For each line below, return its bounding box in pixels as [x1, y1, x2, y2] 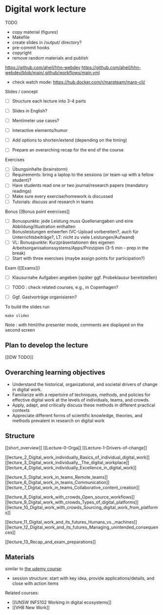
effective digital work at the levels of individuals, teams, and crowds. [12, 397, 150, 403]
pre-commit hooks [12, 44, 50, 50]
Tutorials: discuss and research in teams [12, 199, 94, 205]
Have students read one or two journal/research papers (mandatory [12, 182, 149, 189]
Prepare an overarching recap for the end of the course [12, 147, 124, 153]
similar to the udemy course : [5, 566, 62, 572]
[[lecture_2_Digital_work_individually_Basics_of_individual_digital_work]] [5, 454, 150, 460]
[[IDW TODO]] [5, 354, 34, 360]
